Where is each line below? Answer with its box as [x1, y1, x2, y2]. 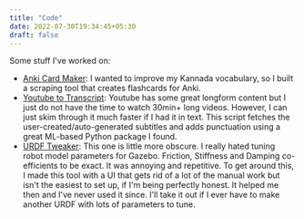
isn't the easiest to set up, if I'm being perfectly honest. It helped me [22, 180, 279, 191]
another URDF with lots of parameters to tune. [22, 199, 196, 210]
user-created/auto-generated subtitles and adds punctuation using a [22, 121, 280, 132]
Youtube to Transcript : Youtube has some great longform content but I [22, 92, 287, 103]
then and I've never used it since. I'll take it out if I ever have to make [22, 189, 280, 201]
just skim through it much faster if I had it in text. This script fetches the [22, 111, 290, 123]
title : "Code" [9, 13, 64, 23]
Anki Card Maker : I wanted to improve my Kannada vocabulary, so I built [22, 73, 294, 84]
